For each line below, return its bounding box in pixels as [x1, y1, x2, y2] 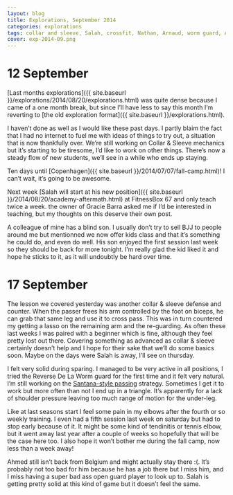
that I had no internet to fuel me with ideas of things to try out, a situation [7, 132, 216, 140]
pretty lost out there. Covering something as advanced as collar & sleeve [7, 336, 215, 345]
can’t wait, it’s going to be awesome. [7, 174, 112, 183]
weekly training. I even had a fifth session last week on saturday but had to [7, 415, 221, 423]
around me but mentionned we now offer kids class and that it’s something [7, 231, 221, 239]
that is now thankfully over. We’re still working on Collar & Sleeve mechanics [7, 139, 225, 147]
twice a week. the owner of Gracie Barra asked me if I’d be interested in [7, 202, 212, 211]
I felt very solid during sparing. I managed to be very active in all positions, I [7, 365, 223, 372]
